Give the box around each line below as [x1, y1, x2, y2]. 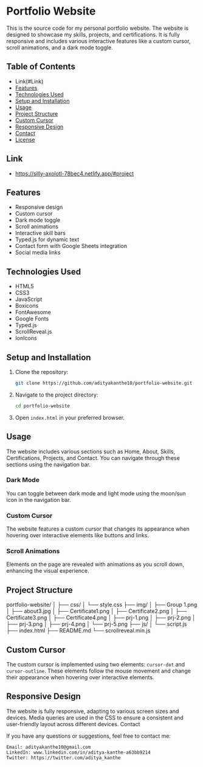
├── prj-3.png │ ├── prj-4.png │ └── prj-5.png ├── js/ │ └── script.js [6, 620, 187, 628]
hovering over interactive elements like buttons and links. [6, 532, 149, 539]
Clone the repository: [15, 369, 69, 375]
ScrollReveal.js [15, 328, 52, 336]
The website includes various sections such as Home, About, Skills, [6, 448, 176, 455]
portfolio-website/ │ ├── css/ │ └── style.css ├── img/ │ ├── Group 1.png [6, 601, 198, 609]
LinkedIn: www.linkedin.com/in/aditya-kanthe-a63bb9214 [6, 749, 151, 755]
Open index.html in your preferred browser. [15, 414, 125, 421]
